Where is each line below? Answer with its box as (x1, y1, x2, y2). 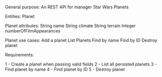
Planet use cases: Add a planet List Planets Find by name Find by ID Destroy (5, 37, 158, 43)
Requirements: (5, 52, 34, 58)
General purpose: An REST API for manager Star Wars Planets (5, 4, 129, 10)
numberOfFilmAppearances (5, 28, 61, 33)
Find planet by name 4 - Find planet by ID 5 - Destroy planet (5, 66, 125, 72)
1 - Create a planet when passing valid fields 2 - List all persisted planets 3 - (5, 62, 157, 67)
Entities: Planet (5, 14, 35, 19)
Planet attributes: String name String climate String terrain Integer (5, 23, 136, 29)
